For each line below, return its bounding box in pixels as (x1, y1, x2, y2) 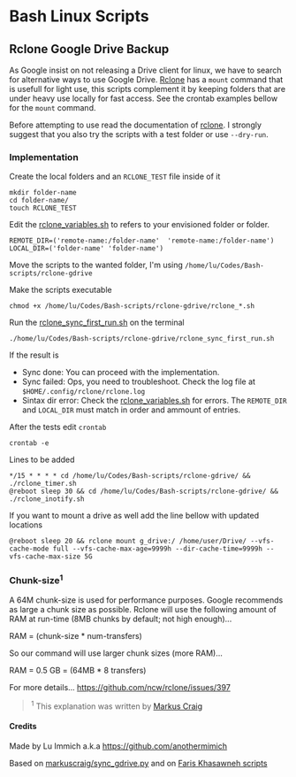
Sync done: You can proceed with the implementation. (21, 367, 220, 378)
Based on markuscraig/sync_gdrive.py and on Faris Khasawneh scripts (9, 758, 268, 768)
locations (9, 519, 42, 530)
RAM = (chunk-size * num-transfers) (9, 631, 143, 642)
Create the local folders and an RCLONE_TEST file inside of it (9, 171, 221, 182)
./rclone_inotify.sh (9, 495, 86, 504)
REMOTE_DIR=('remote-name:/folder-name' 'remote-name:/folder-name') (9, 236, 275, 245)
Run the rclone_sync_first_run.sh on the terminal (9, 317, 185, 328)
